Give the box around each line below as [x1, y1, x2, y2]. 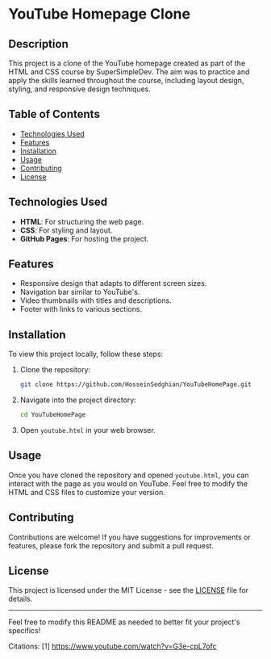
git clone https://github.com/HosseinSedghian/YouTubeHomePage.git [19, 380, 252, 388]
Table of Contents [8, 107, 101, 121]
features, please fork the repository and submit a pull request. [8, 540, 214, 550]
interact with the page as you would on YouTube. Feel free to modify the [8, 478, 248, 489]
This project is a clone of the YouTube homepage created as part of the [8, 58, 246, 68]
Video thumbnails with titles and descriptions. [19, 296, 172, 305]
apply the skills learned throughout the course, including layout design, [8, 76, 244, 85]
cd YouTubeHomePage [19, 411, 86, 419]
